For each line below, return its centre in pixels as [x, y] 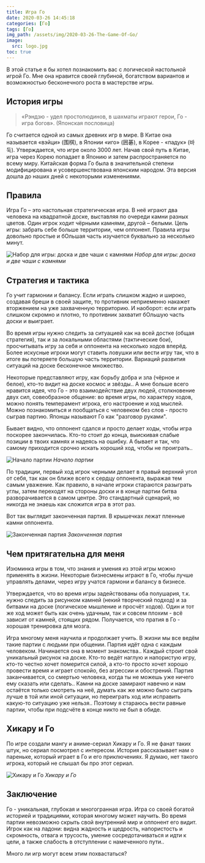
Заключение [32, 794]
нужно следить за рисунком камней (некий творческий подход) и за [96, 600]
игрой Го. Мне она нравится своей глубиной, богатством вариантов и [98, 76]
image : [15, 40]
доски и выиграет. [30, 321]
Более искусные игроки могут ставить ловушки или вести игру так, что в [102, 352]
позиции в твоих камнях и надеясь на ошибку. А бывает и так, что [93, 441]
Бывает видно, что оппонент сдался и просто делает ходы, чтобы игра [99, 428]
